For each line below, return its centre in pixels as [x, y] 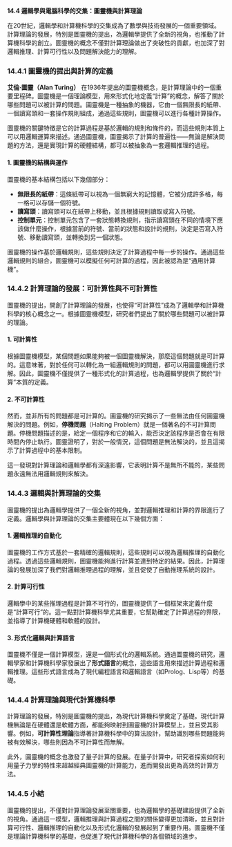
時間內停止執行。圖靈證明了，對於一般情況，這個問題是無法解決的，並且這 [113, 442]
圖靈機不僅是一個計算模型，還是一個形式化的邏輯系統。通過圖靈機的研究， [113, 654]
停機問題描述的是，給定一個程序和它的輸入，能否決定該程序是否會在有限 [122, 433]
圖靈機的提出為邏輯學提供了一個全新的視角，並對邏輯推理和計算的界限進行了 [116, 510]
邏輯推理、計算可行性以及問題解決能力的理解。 [74, 52]
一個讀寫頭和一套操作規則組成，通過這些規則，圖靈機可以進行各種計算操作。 [116, 113]
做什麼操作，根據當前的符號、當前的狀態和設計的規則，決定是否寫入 [120, 228]
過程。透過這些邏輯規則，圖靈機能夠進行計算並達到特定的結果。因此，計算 [113, 561]
